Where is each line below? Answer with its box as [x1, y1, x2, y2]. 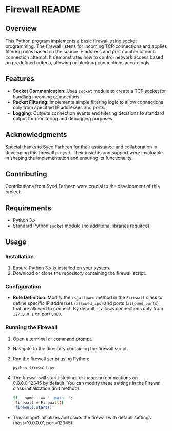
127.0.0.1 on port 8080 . [12, 311, 63, 317]
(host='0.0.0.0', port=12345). [12, 420, 74, 426]
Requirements [5, 203, 51, 212]
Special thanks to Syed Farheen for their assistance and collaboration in [5, 144, 158, 150]
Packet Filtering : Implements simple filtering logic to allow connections [12, 99, 163, 105]
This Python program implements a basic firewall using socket [5, 38, 137, 44]
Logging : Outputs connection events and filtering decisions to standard [12, 109, 164, 116]
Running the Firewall [5, 324, 58, 331]
